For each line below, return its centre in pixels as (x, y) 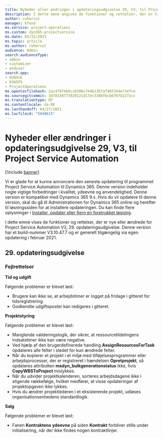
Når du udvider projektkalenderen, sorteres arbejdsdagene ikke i (77, 376)
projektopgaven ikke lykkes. (40, 387)
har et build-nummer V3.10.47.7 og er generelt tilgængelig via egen (72, 232)
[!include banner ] (22, 172)
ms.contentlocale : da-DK (30, 105)
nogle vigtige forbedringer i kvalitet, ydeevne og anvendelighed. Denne (76, 192)
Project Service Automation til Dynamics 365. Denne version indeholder (77, 187)
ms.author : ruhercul (26, 46)
